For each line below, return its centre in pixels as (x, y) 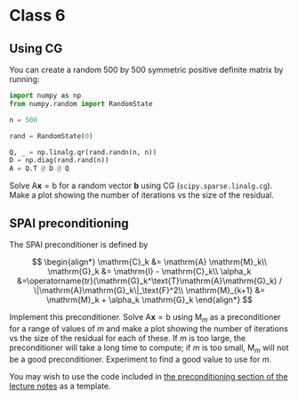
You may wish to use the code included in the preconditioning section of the (149, 376)
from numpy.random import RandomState (81, 103)
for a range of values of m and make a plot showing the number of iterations (149, 328)
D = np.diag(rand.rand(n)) (59, 160)
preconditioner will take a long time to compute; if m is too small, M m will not (149, 348)
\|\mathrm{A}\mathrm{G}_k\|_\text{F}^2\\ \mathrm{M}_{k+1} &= (149, 290)
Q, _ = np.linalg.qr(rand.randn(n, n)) (83, 152)
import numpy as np (45, 95)
